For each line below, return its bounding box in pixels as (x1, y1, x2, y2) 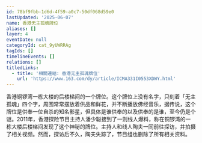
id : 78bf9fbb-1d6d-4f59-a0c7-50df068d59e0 (6, 8, 114, 15)
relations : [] (6, 59, 42, 65)
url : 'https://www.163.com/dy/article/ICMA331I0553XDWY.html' (17, 76, 176, 82)
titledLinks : (6, 64, 39, 71)
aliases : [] (6, 25, 36, 32)
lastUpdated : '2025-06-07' (6, 14, 74, 20)
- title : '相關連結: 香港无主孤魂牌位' (11, 70, 101, 76)
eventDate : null (6, 37, 47, 43)
